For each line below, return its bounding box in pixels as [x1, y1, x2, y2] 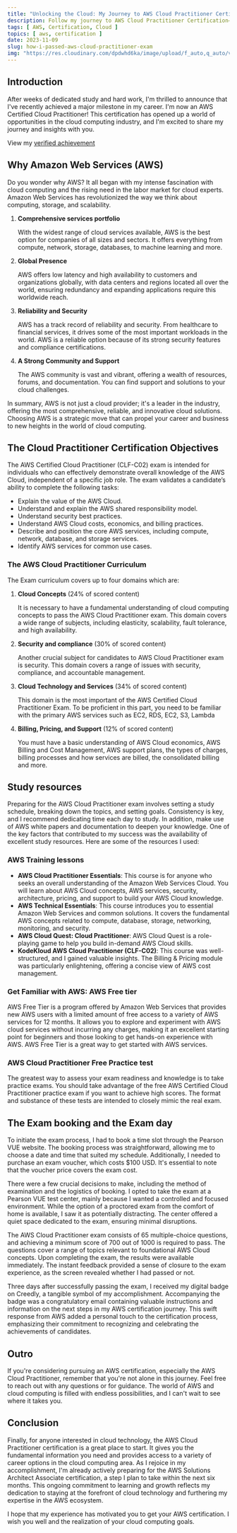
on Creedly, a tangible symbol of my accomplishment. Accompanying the [7, 1290, 221, 1298]
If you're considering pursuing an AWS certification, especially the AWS [7, 1366, 216, 1375]
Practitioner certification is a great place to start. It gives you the [7, 1443, 195, 1452]
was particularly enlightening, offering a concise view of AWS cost [17, 961, 211, 970]
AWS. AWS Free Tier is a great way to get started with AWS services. [7, 1041, 208, 1049]
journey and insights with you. [7, 125, 95, 133]
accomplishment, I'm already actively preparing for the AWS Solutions [7, 1466, 211, 1474]
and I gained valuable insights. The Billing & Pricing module [51, 954, 224, 962]
